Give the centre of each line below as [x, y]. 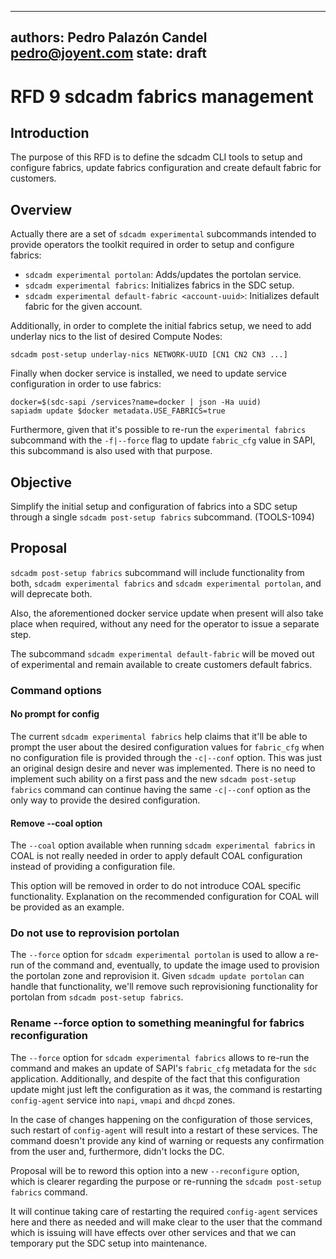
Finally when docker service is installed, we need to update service [148, 373]
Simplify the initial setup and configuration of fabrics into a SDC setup [154, 507]
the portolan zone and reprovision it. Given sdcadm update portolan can [157, 976]
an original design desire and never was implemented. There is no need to [163, 768]
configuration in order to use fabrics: [86, 384]
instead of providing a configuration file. [93, 867]
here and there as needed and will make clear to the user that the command [166, 1222]
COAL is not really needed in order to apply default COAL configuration [156, 856]
